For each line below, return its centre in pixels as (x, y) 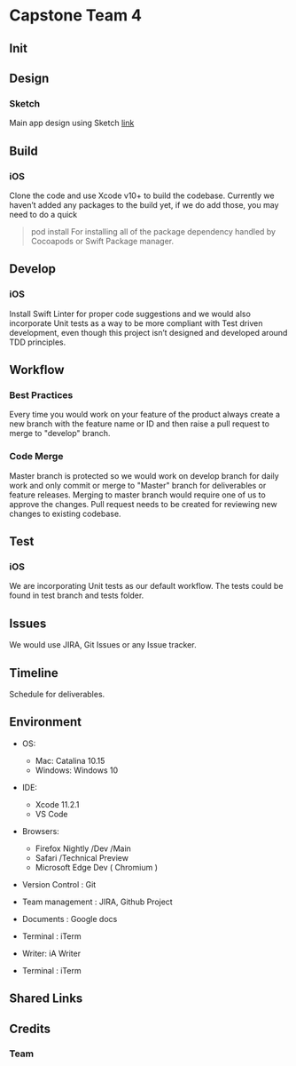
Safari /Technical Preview (82, 857)
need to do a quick (43, 214)
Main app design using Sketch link (72, 123)
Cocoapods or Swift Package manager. (102, 241)
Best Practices (41, 394)
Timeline (34, 673)
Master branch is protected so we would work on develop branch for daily (144, 475)
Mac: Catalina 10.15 (70, 760)
